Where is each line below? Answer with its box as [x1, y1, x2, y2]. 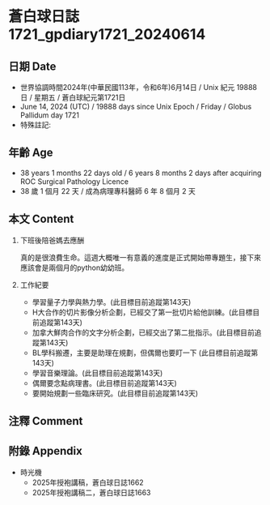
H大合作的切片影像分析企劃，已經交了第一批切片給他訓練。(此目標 [32, 307, 253, 317]
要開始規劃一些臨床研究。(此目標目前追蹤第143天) [32, 388, 199, 398]
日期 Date [8, 59, 57, 73]
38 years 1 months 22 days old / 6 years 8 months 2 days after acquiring [19, 168, 262, 178]
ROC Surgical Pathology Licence [19, 176, 129, 186]
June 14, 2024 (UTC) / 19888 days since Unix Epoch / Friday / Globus [19, 102, 252, 111]
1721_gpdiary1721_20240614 [8, 25, 206, 44]
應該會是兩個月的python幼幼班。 [19, 263, 129, 272]
